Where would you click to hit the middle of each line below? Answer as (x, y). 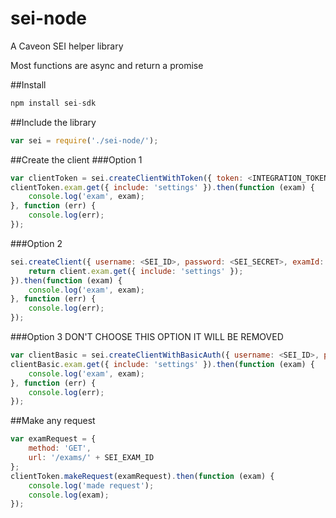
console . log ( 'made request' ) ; (91, 485)
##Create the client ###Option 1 (76, 159)
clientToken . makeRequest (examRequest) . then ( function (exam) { (142, 476)
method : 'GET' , (60, 448)
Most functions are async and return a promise (107, 65)
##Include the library (53, 122)
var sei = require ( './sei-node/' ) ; (84, 140)
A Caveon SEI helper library (67, 46)
